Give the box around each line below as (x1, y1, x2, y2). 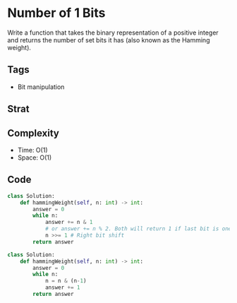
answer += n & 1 (44, 219, 93, 226)
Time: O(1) (17, 145, 48, 154)
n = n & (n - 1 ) (44, 278, 87, 285)
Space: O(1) (17, 153, 52, 162)
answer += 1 (44, 284, 80, 291)
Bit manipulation (17, 83, 65, 91)
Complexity (7, 127, 60, 139)
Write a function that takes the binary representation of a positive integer (7, 28, 219, 37)
